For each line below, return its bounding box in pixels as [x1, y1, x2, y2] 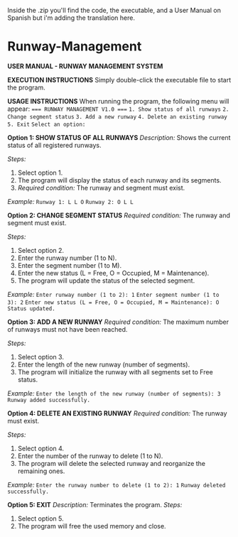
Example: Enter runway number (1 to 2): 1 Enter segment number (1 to [7, 290, 220, 298]
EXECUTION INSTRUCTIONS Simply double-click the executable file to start [7, 75, 232, 84]
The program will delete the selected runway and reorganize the [17, 459, 206, 467]
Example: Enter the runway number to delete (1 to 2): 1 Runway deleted [7, 480, 226, 489]
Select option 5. [17, 514, 64, 523]
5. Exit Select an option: [7, 121, 86, 128]
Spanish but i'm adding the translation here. [7, 13, 135, 22]
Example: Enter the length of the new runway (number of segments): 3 [7, 389, 221, 397]
